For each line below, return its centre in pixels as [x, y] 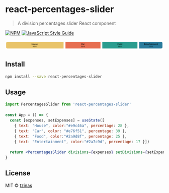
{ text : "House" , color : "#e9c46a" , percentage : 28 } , [72, 125]
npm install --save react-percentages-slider [54, 77]
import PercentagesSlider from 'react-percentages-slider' [68, 104]
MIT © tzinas [19, 185]
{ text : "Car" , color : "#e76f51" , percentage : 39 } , [71, 131]
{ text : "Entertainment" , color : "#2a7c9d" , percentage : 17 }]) [82, 142]
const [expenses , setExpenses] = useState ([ [57, 120]
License [18, 173]
